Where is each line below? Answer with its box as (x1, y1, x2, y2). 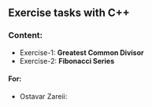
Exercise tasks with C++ (8, 6, 130, 20)
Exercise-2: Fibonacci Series (19, 56, 115, 65)
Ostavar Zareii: (19, 91, 68, 101)
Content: (8, 30, 43, 41)
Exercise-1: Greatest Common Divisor (19, 47, 144, 57)
